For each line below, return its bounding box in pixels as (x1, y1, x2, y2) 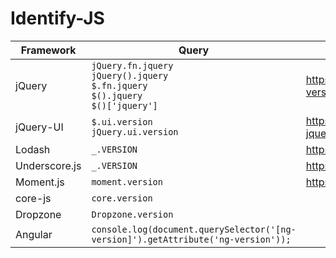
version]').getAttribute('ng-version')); (91, 233, 292, 245)
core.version (91, 192, 153, 204)
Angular (15, 227, 53, 241)
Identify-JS (10, 7, 105, 30)
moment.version (91, 176, 163, 187)
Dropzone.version (91, 208, 174, 220)
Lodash (15, 142, 51, 156)
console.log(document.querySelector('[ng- (91, 223, 297, 235)
